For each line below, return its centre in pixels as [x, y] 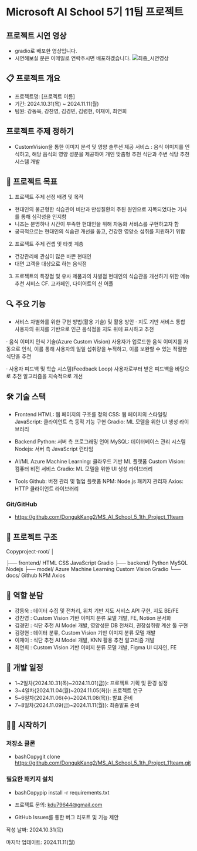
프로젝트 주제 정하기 [40, 131]
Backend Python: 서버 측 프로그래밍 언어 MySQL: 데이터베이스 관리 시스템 [100, 442]
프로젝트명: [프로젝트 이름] [45, 96]
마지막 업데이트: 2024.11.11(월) [40, 842]
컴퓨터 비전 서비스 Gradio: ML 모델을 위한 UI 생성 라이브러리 [84, 469]
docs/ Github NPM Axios [36, 575]
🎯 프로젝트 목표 [32, 182]
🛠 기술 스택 [26, 397]
